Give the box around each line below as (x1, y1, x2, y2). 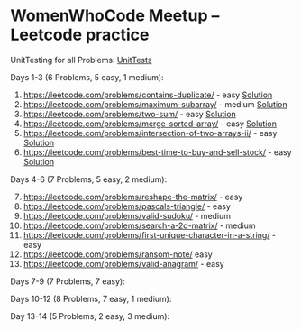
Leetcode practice (10, 24, 150, 45)
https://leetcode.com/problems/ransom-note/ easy (23, 249, 213, 260)
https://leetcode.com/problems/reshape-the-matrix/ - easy (23, 191, 243, 202)
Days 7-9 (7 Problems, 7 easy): (10, 276, 125, 287)
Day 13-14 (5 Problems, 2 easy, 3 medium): (10, 310, 170, 321)
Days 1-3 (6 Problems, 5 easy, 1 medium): (10, 71, 165, 82)
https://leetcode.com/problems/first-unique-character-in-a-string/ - (23, 229, 277, 240)
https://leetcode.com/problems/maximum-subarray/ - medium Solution (23, 98, 287, 109)
